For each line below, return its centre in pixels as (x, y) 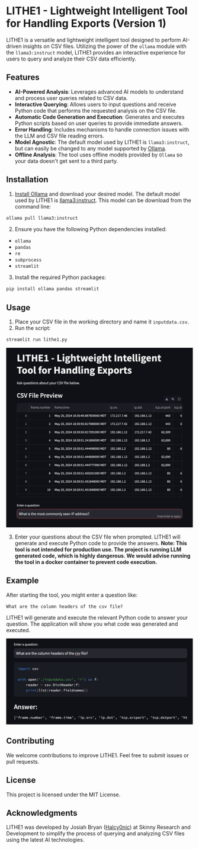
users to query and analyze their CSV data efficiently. (71, 59)
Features (23, 77)
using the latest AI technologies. (45, 840)
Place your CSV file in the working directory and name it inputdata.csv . (102, 322)
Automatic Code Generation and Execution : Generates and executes (99, 117)
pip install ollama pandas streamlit (53, 289)
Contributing (30, 741)
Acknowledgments (42, 813)
